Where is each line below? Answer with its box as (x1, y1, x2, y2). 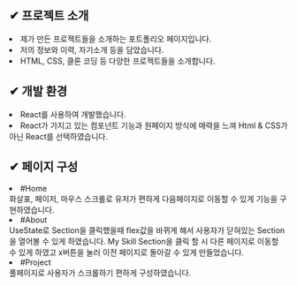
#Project (20, 257, 51, 267)
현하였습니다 (9, 205, 53, 215)
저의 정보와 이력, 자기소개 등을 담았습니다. (20, 44, 164, 55)
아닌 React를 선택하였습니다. (9, 131, 109, 141)
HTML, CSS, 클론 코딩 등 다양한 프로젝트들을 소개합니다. (20, 56, 216, 66)
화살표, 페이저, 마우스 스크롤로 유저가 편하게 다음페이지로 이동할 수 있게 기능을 (9, 193, 278, 205)
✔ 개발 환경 (9, 84, 68, 99)
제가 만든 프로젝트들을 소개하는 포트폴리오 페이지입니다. (20, 34, 212, 44)
